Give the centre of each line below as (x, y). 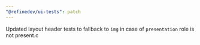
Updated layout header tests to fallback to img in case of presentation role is (100, 29)
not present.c (22, 35)
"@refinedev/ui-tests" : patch (43, 12)
